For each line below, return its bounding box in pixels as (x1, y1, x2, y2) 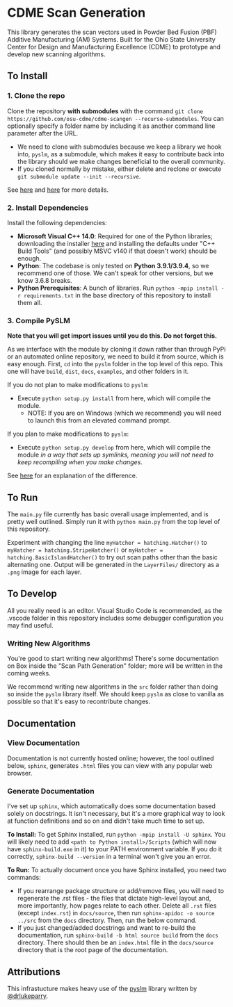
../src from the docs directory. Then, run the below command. (17, 916, 197, 925)
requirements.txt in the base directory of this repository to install (24, 290, 211, 300)
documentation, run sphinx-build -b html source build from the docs (17, 931, 219, 940)
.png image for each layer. (7, 568, 82, 576)
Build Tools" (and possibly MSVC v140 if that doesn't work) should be (17, 247, 217, 255)
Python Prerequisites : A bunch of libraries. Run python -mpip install (17, 284, 218, 292)
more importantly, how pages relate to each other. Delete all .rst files (17, 901, 217, 910)
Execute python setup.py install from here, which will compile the (17, 394, 211, 402)
